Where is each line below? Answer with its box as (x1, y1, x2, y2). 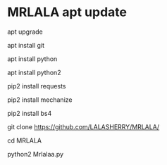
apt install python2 (7, 68, 61, 77)
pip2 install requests (7, 81, 66, 90)
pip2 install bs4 (7, 109, 52, 117)
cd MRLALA (7, 136, 42, 145)
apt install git (7, 41, 44, 49)
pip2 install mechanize (7, 95, 73, 104)
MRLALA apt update (7, 4, 128, 20)
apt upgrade (7, 27, 44, 36)
